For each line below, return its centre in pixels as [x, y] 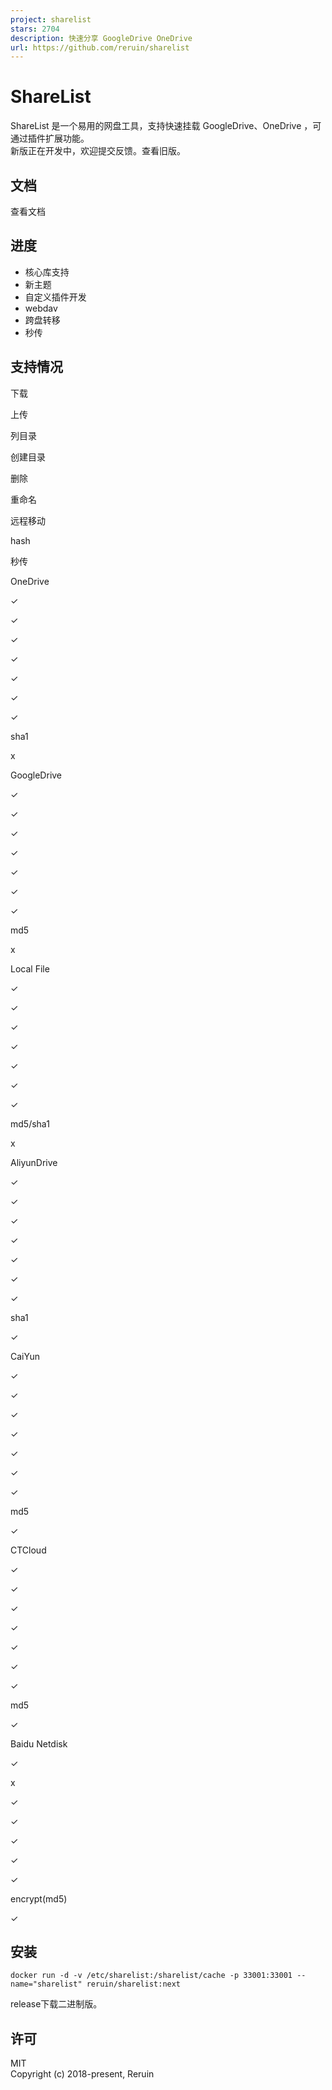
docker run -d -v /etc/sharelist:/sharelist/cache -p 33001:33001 [151, 1976]
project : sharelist [51, 19]
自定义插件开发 [55, 297]
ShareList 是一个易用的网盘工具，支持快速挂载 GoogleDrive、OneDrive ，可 [166, 126]
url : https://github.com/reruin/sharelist [100, 47]
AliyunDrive [34, 1162]
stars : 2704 [35, 29]
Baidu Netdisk [39, 1743]
